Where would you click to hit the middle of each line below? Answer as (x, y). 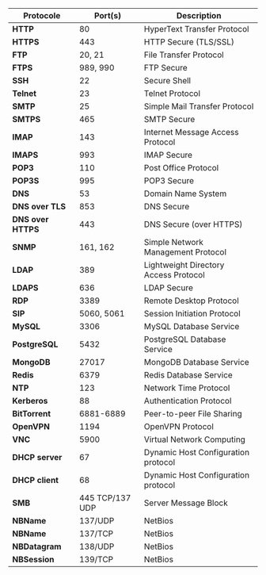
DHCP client (36, 480)
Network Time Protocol (187, 388)
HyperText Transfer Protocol (196, 29)
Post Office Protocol (181, 168)
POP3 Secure (169, 180)
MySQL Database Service (192, 326)
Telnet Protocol (172, 93)
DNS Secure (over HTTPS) (193, 224)
